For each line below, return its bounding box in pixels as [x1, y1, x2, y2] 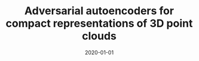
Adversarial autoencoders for [25, 4, 174, 18]
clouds [82, 30, 117, 43]
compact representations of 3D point [5, 17, 193, 30]
